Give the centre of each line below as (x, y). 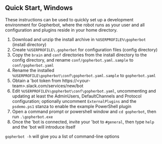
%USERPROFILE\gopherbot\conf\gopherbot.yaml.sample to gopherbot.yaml (84, 75)
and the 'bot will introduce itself (44, 127)
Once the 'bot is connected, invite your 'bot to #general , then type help (83, 122)
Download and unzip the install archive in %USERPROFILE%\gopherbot (79, 39)
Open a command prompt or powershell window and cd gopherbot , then (84, 112)
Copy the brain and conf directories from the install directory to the (79, 55)
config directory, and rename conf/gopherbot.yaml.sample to (73, 60)
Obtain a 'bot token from (37, 80)
